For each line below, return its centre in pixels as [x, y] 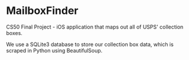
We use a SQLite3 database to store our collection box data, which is [90, 44]
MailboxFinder [42, 11]
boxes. [14, 33]
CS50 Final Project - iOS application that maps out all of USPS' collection [95, 27]
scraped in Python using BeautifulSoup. [54, 50]
